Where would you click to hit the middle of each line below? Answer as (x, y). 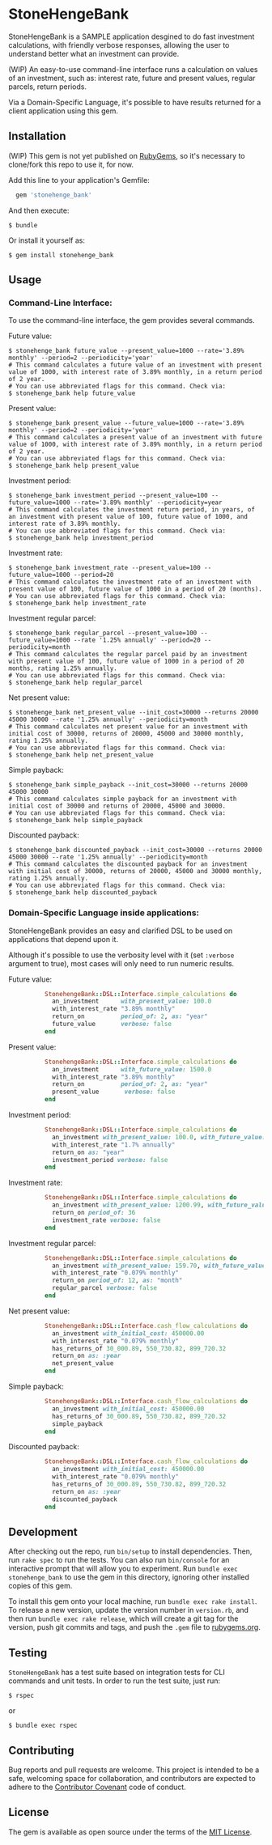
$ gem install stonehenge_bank (61, 255)
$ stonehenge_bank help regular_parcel (76, 683)
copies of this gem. (40, 1586)
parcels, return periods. (48, 87)
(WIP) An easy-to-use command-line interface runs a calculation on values (133, 69)
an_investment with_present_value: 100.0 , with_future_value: (159, 1137)
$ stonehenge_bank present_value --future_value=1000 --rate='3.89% (126, 423)
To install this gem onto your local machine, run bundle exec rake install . (133, 1601)
